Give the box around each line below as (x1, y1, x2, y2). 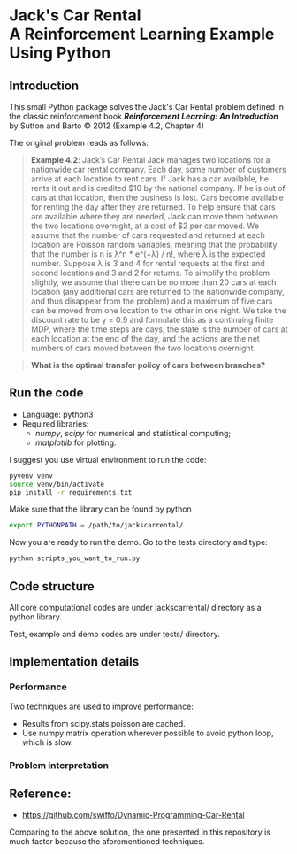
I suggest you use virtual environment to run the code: (9, 454, 207, 465)
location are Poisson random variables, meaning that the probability (30, 240, 278, 250)
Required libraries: (21, 418, 89, 429)
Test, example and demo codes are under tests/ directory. (9, 629, 221, 639)
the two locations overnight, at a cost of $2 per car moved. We (30, 220, 259, 231)
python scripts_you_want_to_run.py (9, 554, 141, 563)
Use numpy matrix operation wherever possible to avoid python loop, (21, 727, 274, 738)
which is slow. (21, 736, 73, 748)
